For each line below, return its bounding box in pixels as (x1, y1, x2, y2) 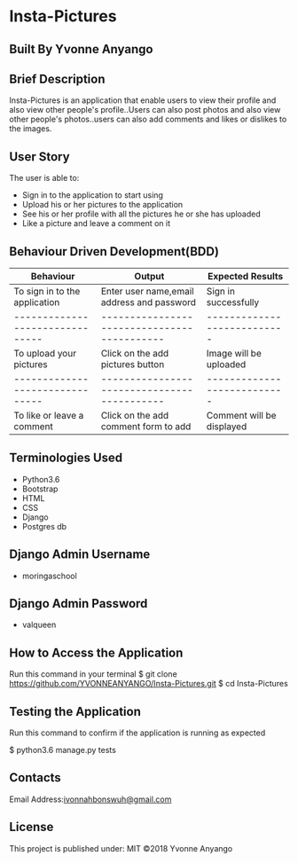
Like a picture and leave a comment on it (21, 218, 171, 229)
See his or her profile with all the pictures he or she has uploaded (21, 208, 262, 219)
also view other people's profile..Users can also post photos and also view (9, 105, 281, 115)
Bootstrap (21, 483, 59, 494)
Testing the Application (9, 703, 142, 719)
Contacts (9, 770, 62, 786)
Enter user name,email (100, 286, 194, 298)
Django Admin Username (9, 547, 151, 562)
